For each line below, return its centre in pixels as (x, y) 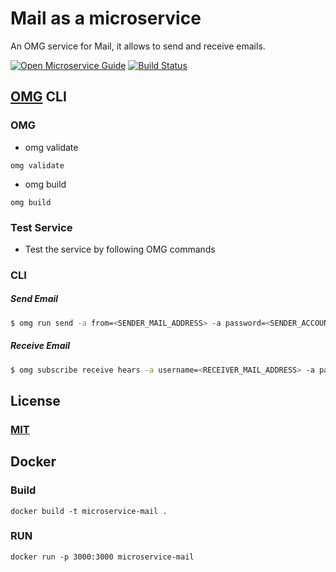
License (35, 400)
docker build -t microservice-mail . (89, 511)
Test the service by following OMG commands (120, 249)
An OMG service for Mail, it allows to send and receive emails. (138, 46)
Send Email (34, 299)
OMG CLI (38, 97)
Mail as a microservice (106, 18)
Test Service (41, 227)
